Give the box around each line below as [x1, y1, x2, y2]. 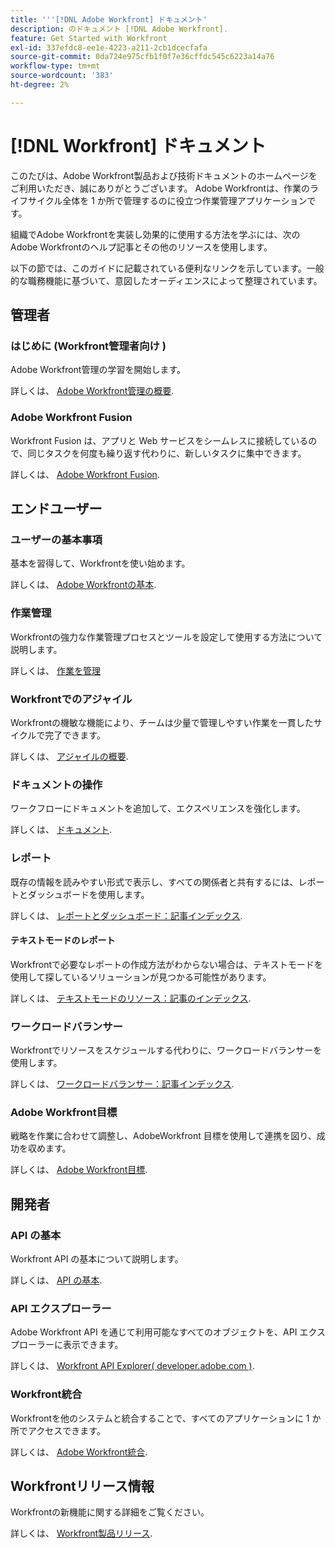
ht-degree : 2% [10, 80, 70, 90]
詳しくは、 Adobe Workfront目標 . [10, 1164, 148, 1176]
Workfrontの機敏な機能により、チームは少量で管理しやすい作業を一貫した [10, 716, 314, 728]
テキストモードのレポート [10, 934, 116, 946]
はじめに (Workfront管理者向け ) [10, 339, 167, 353]
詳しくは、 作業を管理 [10, 664, 101, 676]
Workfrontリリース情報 [10, 1478, 155, 1495]
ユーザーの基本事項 [10, 532, 103, 546]
